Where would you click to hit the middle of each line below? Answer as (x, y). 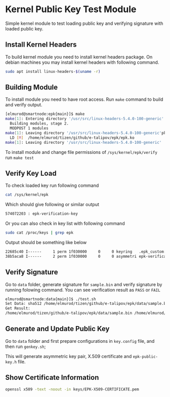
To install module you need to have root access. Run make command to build (84, 99)
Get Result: (18, 308)
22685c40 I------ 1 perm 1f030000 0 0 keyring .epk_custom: (86, 252)
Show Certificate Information (52, 378)
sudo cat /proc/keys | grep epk (39, 233)
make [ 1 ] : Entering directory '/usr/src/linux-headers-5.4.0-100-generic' (85, 119)
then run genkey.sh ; (26, 346)
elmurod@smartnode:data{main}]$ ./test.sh (51, 299)
